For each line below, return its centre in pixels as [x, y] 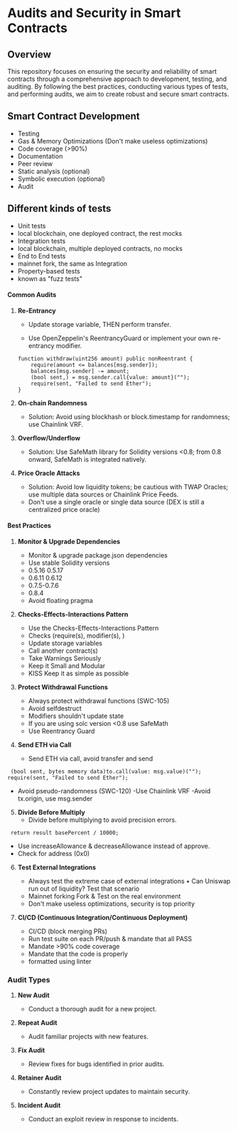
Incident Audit [39, 1105]
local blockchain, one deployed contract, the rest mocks [100, 233]
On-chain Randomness [52, 403]
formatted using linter [60, 962]
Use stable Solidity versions [69, 563]
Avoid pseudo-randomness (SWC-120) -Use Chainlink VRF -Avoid [114, 791]
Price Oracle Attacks [49, 473]
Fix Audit [31, 1050]
